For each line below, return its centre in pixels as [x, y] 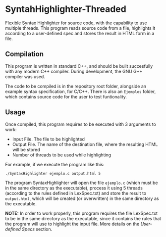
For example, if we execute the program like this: [55, 164]
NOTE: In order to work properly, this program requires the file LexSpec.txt [81, 213]
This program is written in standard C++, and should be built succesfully [79, 66]
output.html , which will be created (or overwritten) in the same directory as [82, 198]
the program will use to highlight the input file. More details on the [72, 224]
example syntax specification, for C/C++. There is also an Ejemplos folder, [81, 91]
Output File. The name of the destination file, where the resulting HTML [85, 144]
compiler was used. [25, 76]
